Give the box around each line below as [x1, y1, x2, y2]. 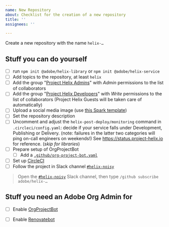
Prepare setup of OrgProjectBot [12, 146, 79, 152]
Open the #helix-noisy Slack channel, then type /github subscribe [17, 173, 159, 179]
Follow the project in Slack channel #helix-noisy [12, 163, 114, 169]
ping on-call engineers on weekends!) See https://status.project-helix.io [12, 135, 163, 141]
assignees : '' [5, 21, 36, 27]
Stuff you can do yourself [5, 54, 87, 63]
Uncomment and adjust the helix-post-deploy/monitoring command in [12, 119, 161, 125]
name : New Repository [5, 7, 51, 13]
